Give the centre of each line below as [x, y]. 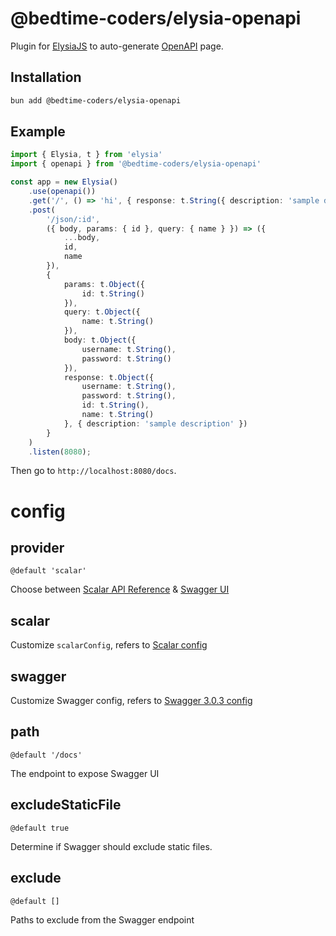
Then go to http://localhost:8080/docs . [93, 471]
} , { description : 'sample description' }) [155, 423]
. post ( [42, 210]
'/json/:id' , [73, 219]
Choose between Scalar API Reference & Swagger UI [120, 589]
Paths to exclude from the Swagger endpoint [102, 919]
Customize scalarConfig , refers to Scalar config [109, 645]
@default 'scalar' [48, 571]
